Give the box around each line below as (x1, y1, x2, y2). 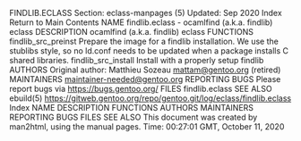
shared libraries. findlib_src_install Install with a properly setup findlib (9, 55, 264, 65)
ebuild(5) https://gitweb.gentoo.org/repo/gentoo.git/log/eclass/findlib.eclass (9, 93, 292, 104)
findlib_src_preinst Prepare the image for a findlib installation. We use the (9, 36, 279, 46)
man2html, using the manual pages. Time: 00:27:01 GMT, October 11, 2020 (9, 121, 285, 132)
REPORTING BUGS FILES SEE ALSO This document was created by (9, 112, 258, 122)
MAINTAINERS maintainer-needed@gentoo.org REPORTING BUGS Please (9, 74, 281, 84)
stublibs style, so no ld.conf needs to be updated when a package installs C (9, 46, 289, 56)
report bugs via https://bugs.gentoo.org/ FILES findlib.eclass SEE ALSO (9, 84, 272, 94)
